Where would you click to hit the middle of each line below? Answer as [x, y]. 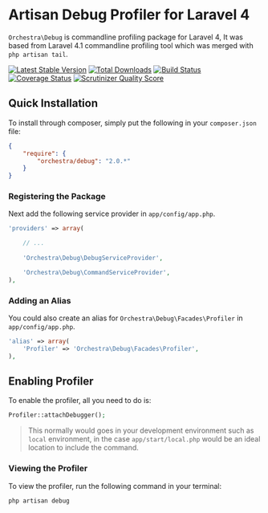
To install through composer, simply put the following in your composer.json [132, 123]
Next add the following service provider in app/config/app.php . [112, 214]
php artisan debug [39, 501]
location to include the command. [83, 448]
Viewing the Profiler [48, 469]
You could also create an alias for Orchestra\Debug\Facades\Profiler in [126, 318]
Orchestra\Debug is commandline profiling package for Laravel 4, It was [126, 37]
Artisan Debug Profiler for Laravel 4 [129, 15]
